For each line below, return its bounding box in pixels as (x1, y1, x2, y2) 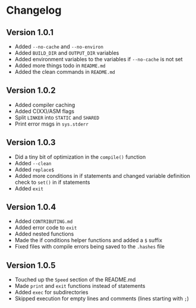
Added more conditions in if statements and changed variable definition (14, 172, 191, 179)
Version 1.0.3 (6, 137, 56, 147)
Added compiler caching (14, 101, 75, 108)
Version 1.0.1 (6, 27, 54, 37)
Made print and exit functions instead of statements (14, 282, 146, 290)
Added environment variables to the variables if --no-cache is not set (14, 56, 183, 62)
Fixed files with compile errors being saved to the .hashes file (14, 243, 165, 250)
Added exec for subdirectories (14, 289, 88, 296)
